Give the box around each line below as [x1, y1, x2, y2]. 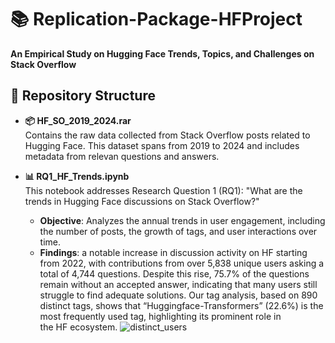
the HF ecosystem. [39, 321, 118, 333]
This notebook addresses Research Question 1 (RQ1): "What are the [24, 184, 303, 196]
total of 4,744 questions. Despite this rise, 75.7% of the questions [39, 267, 310, 280]
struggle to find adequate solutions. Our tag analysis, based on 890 [39, 289, 318, 301]
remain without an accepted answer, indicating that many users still [39, 278, 318, 290]
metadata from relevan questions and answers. [24, 150, 220, 162]
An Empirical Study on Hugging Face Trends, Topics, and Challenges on [10, 47, 315, 60]
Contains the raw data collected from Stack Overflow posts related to [24, 129, 311, 141]
